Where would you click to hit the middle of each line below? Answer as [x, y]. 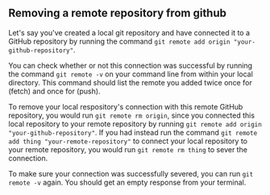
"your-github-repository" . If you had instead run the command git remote [133, 132]
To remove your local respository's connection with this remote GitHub [126, 106]
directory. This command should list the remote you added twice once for [130, 82]
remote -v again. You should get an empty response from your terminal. [127, 182]
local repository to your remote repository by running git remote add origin [135, 123]
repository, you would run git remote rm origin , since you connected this [132, 115]
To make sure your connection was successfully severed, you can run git [131, 173]
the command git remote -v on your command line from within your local [131, 74]
